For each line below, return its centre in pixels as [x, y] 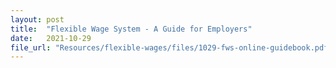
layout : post [37, 19]
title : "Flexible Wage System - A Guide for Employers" [131, 29]
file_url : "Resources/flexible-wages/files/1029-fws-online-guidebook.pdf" [171, 47]
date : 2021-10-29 [51, 38]
